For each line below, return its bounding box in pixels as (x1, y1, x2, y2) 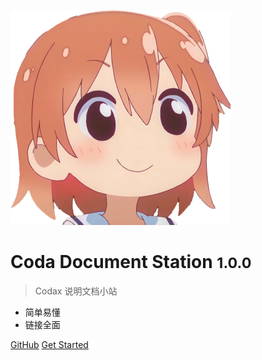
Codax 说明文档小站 (34, 285, 118, 297)
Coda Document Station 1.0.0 (10, 251, 252, 274)
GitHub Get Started (10, 338, 89, 350)
